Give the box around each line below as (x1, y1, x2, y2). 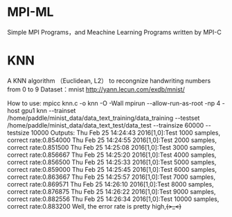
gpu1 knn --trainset (21, 106, 76, 114)
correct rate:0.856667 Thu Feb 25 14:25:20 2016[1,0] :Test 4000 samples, (7, 150, 217, 159)
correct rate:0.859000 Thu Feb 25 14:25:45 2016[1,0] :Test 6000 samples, (7, 165, 217, 173)
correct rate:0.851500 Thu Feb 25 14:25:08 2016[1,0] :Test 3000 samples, (7, 143, 216, 151)
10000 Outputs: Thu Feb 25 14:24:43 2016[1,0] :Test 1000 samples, (30, 128, 220, 137)
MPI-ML (7, 4, 54, 20)
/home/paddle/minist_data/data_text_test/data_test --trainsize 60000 (7, 121, 204, 129)
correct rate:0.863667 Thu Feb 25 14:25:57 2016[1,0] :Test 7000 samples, (7, 173, 216, 181)
